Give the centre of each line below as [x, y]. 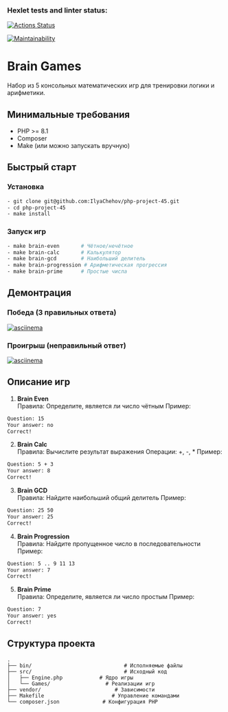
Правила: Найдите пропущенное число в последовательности [109, 543]
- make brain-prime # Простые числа [67, 272]
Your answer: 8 [29, 471]
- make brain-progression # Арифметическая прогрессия [87, 265]
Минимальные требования [69, 115]
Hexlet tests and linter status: [57, 10]
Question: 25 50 [30, 511]
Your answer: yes [32, 616]
